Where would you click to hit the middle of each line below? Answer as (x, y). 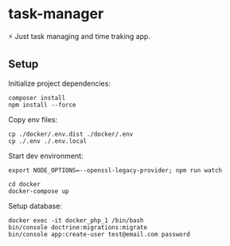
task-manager (56, 14)
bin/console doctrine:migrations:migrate (78, 227)
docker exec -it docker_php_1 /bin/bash (76, 220)
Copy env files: (33, 119)
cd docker (25, 184)
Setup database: (35, 206)
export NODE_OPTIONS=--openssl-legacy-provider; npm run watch (115, 170)
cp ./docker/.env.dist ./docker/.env (71, 134)
